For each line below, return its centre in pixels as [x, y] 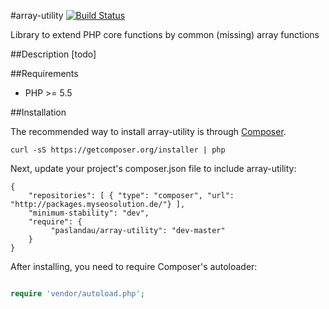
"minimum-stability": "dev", [89, 213]
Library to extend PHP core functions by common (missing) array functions [165, 34]
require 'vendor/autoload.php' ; [77, 294]
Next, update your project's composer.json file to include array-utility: [153, 168]
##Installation [38, 112]
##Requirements [44, 73]
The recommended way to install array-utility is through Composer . [148, 131]
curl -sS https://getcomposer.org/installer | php [118, 150]
